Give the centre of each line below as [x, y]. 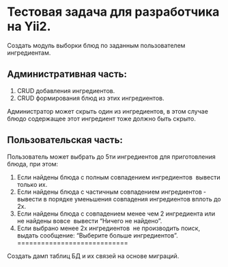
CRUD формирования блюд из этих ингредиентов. [90, 98]
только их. [32, 184]
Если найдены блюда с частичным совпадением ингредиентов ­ [111, 192]
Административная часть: [67, 74]
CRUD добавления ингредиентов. [66, 90]
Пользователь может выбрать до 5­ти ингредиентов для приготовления [112, 156]
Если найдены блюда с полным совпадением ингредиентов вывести [118, 177]
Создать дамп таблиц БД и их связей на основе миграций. [93, 256]
